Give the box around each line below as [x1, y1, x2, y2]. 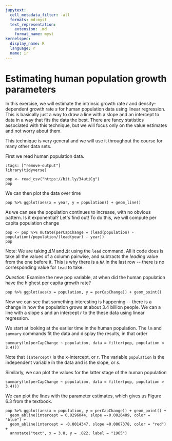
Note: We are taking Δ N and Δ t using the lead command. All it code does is [5, 248, 164, 254]
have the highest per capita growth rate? [5, 280, 91, 286]
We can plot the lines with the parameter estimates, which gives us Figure [5, 393, 162, 399]
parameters [5, 83, 56, 95]
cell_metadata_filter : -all [10, 12, 70, 17]
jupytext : [5, 7, 27, 13]
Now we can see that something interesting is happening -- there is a [5, 299, 152, 305]
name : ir [10, 50, 29, 56]
